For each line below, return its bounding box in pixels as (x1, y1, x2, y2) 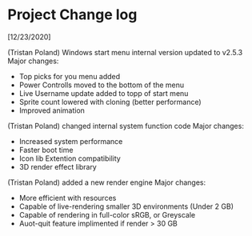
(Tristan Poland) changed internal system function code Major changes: (7, 121, 245, 130)
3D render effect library (18, 162, 97, 171)
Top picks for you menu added (18, 71, 121, 81)
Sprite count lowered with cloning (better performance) (18, 97, 202, 106)
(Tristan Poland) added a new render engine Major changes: (7, 178, 206, 187)
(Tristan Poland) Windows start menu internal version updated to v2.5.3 (7, 47, 243, 57)
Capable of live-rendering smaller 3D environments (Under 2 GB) (18, 202, 234, 211)
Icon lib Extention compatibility (18, 154, 121, 163)
